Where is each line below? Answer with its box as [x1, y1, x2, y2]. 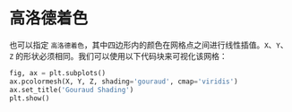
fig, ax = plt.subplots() [9, 68, 106, 77]
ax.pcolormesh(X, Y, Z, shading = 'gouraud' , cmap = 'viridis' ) [9, 77, 239, 86]
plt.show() [9, 93, 50, 103]
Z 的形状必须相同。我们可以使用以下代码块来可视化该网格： [9, 50, 228, 61]
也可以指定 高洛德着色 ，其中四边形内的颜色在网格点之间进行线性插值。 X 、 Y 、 [9, 39, 288, 50]
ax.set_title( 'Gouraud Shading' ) [9, 85, 134, 94]
